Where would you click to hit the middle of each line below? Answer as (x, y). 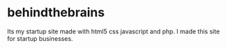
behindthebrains (56, 13)
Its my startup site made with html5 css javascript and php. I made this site (113, 31)
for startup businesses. (40, 38)
